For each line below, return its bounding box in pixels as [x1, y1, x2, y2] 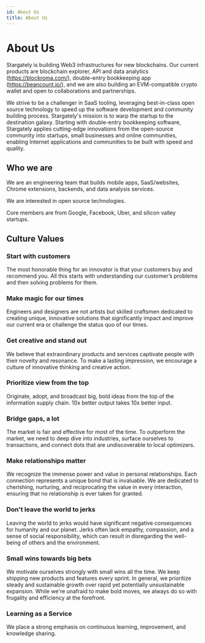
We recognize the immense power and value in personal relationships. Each [6, 470, 198, 478]
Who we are [6, 162, 53, 173]
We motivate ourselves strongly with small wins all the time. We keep [6, 568, 181, 576]
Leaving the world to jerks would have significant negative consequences [6, 519, 192, 527]
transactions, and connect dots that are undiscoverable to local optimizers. [6, 441, 195, 449]
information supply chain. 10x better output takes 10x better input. [6, 399, 173, 406]
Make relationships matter [6, 457, 86, 465]
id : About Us [6, 9, 40, 15]
